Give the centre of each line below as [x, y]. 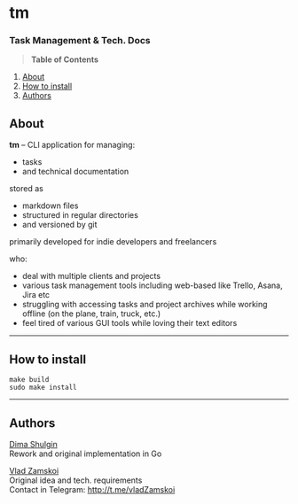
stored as [27, 189]
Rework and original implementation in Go [86, 454]
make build [29, 380]
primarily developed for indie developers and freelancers [113, 242]
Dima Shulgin [33, 444]
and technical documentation [75, 172]
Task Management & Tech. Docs [80, 41]
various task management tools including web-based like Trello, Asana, [152, 285]
